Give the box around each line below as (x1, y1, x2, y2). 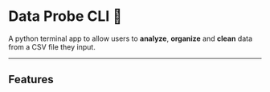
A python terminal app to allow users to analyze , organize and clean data (8, 34, 253, 43)
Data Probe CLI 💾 (8, 7, 123, 26)
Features (8, 73, 54, 86)
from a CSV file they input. (8, 42, 96, 51)
